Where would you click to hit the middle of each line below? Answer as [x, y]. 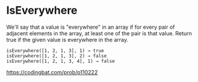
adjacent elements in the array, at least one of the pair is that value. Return [99, 33]
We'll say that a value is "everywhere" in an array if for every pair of [91, 27]
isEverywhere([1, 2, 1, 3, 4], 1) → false [61, 61]
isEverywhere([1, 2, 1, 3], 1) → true [55, 51]
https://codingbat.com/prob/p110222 [52, 72]
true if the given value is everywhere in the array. [67, 40]
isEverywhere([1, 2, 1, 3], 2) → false [57, 56]
